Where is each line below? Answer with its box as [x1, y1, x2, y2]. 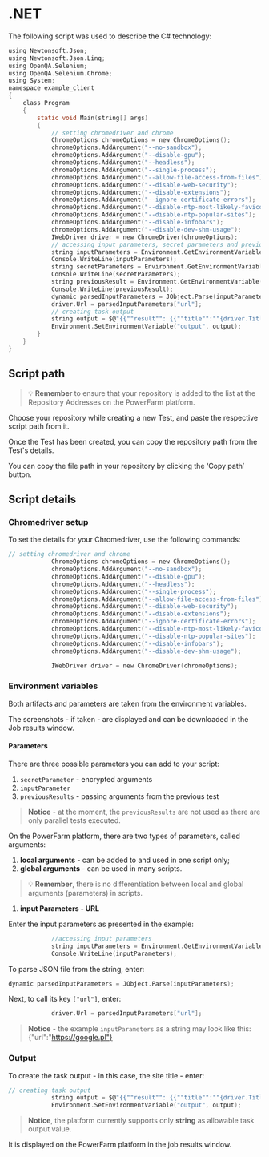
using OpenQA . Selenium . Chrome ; [8, 69, 113, 77]
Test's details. [8, 445, 54, 455]
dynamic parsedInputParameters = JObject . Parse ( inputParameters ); [8, 979, 235, 988]
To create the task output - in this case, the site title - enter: [8, 1070, 205, 1080]
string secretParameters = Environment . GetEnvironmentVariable [50, 263, 267, 271]
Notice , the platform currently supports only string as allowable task [27, 1115, 255, 1126]
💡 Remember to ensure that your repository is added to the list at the [27, 388, 256, 397]
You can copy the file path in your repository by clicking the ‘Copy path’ [8, 461, 245, 470]
